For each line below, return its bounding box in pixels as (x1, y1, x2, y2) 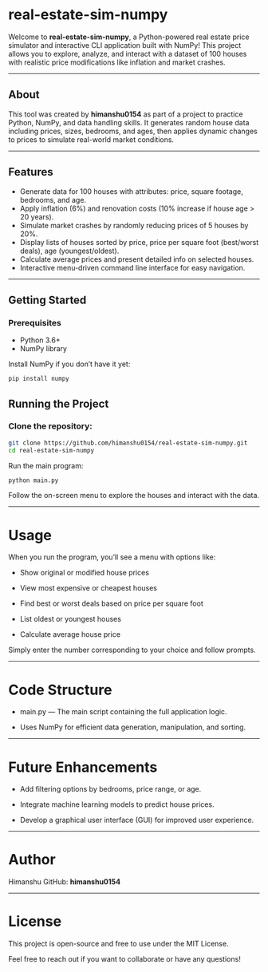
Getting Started (8, 293, 87, 306)
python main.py (8, 476, 59, 484)
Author (8, 851, 56, 869)
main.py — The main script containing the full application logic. (19, 707, 227, 717)
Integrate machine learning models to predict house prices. (19, 800, 215, 809)
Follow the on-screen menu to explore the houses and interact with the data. (8, 491, 260, 500)
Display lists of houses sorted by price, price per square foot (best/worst (19, 237, 259, 247)
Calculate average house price (19, 630, 121, 639)
